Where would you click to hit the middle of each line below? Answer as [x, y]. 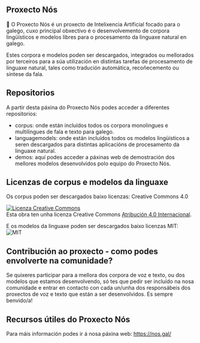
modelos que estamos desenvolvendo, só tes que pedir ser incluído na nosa [100, 281]
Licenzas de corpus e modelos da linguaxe [87, 182]
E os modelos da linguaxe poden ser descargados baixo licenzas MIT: [92, 226]
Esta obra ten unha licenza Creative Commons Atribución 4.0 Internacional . [99, 214]
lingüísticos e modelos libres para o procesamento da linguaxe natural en [96, 37]
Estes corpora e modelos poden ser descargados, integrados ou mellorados [100, 55]
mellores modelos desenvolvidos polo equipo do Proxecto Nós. [93, 163]
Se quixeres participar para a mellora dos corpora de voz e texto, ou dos [96, 275]
